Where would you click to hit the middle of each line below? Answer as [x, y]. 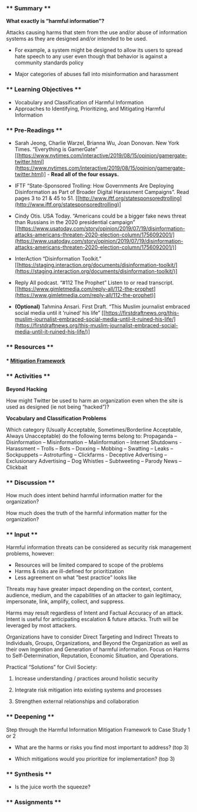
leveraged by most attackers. [41, 626]
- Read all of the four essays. [83, 174]
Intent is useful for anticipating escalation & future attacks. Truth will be [92, 619]
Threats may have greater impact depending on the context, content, [90, 589]
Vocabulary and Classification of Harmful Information [79, 102]
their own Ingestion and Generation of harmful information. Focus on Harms [98, 649]
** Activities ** [28, 376]
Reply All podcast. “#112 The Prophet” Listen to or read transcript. [94, 282]
